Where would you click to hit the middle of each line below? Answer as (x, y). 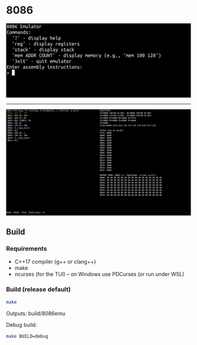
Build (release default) (38, 289)
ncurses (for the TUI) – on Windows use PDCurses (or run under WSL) (99, 274)
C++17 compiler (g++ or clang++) (55, 262)
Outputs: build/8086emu (36, 313)
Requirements (27, 249)
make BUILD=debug (27, 336)
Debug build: (21, 324)
